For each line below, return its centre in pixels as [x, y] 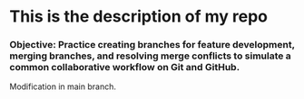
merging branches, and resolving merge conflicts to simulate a [151, 56]
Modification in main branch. [63, 86]
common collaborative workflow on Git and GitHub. [125, 67]
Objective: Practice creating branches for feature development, [152, 45]
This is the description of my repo [139, 17]
